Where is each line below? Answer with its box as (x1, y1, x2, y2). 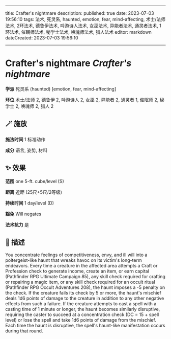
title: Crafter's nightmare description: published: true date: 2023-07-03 (5, 10, 154, 16)
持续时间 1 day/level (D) (5, 200, 54, 206)
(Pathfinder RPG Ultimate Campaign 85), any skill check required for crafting (5, 274, 165, 280)
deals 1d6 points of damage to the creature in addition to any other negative (5, 295, 164, 302)
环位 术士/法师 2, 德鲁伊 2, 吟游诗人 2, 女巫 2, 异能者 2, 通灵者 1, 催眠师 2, (5, 97, 159, 103)
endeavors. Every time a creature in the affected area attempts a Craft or (5, 263, 158, 269)
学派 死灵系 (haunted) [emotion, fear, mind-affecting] (5, 85, 117, 92)
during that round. (5, 328, 43, 334)
